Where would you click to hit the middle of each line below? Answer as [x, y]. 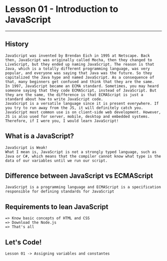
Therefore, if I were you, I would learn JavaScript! [62, 121]
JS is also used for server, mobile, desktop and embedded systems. [78, 116]
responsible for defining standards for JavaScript [60, 192]
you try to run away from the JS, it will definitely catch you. [74, 108]
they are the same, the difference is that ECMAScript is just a [74, 95]
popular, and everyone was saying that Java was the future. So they [79, 73]
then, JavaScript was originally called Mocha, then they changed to [79, 60]
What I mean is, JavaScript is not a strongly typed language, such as [81, 152]
